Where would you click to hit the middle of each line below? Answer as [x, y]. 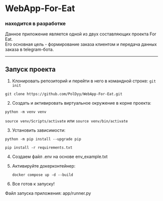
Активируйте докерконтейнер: [44, 166]
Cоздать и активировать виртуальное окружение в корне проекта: [81, 103]
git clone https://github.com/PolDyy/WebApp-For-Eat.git [64, 94]
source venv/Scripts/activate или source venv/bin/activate [66, 121]
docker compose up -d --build [43, 175]
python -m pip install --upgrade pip [43, 139]
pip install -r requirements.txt [39, 148]
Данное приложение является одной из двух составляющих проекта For [81, 34]
